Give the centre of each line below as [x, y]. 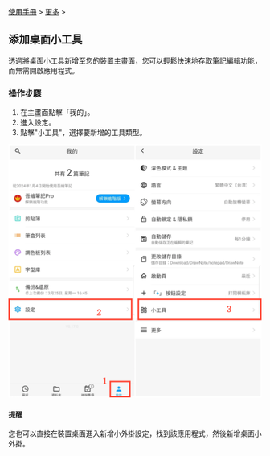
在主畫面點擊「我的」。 [57, 113]
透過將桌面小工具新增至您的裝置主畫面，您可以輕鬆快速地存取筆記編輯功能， [135, 60]
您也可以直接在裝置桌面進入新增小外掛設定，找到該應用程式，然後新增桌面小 [135, 433]
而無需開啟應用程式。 [43, 70]
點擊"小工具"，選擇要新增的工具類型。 [83, 133]
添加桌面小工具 [45, 40]
